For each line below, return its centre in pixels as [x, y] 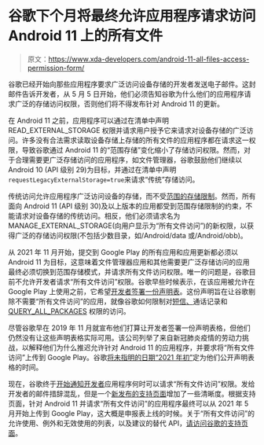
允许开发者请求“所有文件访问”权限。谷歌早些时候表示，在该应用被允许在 [138, 281]
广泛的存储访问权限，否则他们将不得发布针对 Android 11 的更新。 [119, 104]
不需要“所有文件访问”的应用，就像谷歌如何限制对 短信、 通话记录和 [121, 301]
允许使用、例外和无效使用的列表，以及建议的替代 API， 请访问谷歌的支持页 [128, 423]
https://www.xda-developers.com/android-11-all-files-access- [149, 59]
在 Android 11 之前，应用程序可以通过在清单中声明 [89, 120]
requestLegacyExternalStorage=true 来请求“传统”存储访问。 [104, 179]
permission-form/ [56, 68]
